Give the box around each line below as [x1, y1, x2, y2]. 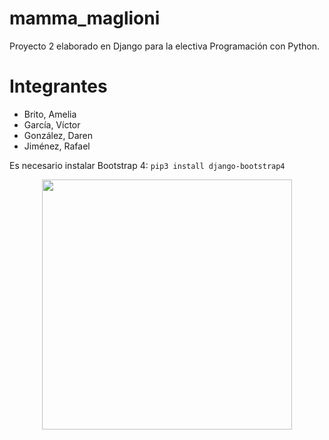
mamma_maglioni [9, 7, 161, 30]
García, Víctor [23, 118, 81, 131]
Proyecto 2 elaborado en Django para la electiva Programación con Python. [9, 40, 320, 52]
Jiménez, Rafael [23, 140, 91, 152]
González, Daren [23, 129, 93, 141]
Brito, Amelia [23, 108, 77, 120]
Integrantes [9, 75, 108, 98]
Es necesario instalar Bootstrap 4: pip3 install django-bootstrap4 [9, 159, 286, 171]
